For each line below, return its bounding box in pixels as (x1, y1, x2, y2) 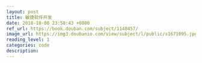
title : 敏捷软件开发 (6, 14, 52, 20)
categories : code (6, 43, 50, 49)
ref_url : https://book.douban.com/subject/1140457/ (6, 25, 138, 32)
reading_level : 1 (6, 37, 50, 43)
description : (6, 48, 39, 54)
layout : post (6, 8, 39, 15)
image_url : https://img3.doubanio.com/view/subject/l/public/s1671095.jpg (6, 31, 198, 37)
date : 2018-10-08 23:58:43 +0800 (6, 20, 90, 26)
